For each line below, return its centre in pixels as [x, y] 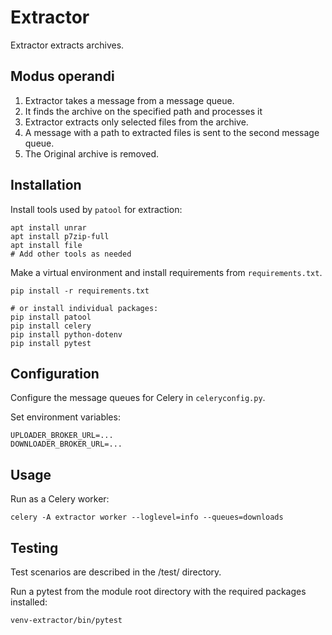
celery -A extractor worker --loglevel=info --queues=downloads [147, 517]
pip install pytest [51, 343]
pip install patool [51, 317]
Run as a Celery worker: [60, 499]
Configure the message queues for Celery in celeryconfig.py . [138, 398]
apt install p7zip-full [60, 236]
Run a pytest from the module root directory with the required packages [158, 591]
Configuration [55, 373]
